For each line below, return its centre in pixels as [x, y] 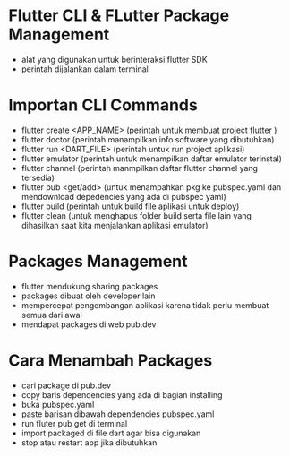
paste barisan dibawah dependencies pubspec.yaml [118, 414]
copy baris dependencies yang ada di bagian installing [122, 394]
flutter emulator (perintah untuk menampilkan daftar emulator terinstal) [152, 159]
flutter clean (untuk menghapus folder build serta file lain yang [136, 215]
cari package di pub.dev [66, 385]
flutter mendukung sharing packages [90, 286]
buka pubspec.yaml [58, 404]
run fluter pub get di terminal [74, 423]
